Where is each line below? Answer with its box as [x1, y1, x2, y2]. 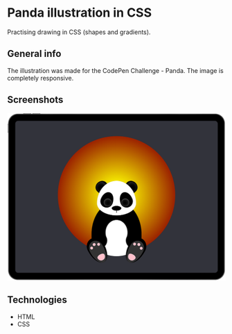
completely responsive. [7, 74, 74, 82]
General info [7, 48, 62, 60]
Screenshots [7, 94, 64, 106]
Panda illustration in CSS [7, 5, 152, 21]
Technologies [7, 294, 68, 306]
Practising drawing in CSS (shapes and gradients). [7, 28, 151, 36]
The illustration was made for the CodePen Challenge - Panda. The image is [7, 66, 224, 74]
